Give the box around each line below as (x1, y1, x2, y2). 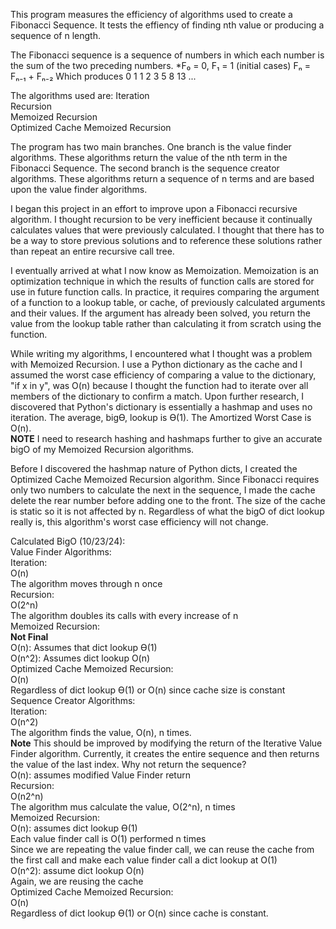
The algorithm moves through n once (10, 578, 163, 589)
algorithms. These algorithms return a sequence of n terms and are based (10, 173, 315, 184)
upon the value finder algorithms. (10, 184, 148, 195)
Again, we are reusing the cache (10, 875, 144, 887)
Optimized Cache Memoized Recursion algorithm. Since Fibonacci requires (10, 474, 320, 485)
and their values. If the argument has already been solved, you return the (10, 307, 311, 319)
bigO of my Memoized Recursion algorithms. (10, 444, 195, 455)
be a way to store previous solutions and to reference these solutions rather (10, 235, 323, 246)
